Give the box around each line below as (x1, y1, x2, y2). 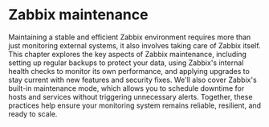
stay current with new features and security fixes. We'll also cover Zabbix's (8, 75, 257, 84)
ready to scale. (8, 109, 58, 118)
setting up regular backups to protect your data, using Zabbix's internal (8, 58, 244, 68)
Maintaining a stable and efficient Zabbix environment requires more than (8, 32, 251, 42)
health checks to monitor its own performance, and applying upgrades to (8, 66, 251, 76)
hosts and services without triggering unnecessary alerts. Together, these (8, 92, 253, 101)
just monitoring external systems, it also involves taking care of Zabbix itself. (8, 40, 261, 50)
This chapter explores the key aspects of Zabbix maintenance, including (8, 49, 247, 59)
